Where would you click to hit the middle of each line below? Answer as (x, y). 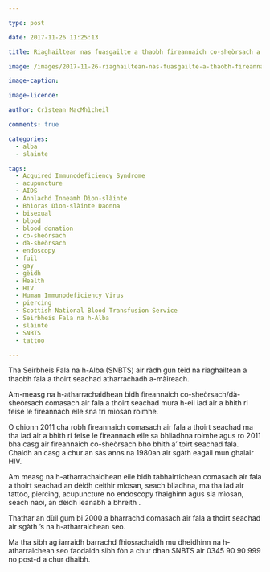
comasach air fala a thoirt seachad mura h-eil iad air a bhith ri (147, 403)
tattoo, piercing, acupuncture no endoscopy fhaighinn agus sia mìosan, (126, 494)
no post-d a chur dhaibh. (49, 559)
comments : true (34, 125)
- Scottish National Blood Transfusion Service (97, 311)
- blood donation (45, 228)
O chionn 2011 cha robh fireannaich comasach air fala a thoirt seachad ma (131, 427)
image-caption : (34, 81)
